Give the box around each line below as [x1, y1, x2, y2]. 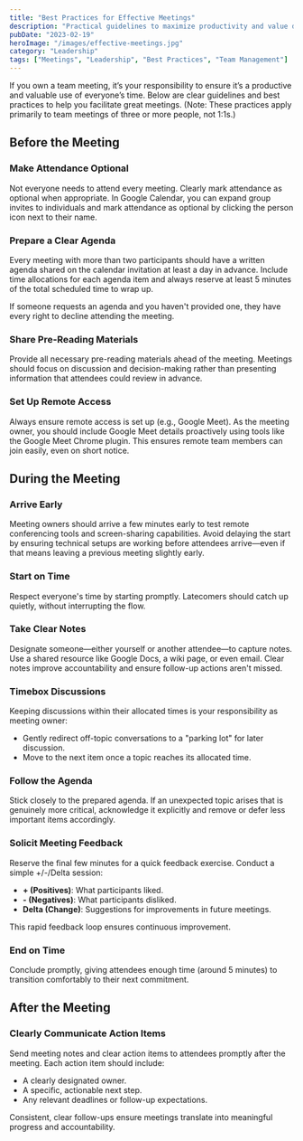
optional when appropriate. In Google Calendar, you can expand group [9, 192, 271, 203]
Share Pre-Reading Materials [9, 333, 139, 345]
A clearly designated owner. [22, 1075, 127, 1086]
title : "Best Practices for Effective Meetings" [9, 13, 196, 23]
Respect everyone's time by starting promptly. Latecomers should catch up [9, 590, 289, 601]
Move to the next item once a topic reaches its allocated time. [22, 752, 252, 763]
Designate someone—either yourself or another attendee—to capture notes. [9, 643, 293, 654]
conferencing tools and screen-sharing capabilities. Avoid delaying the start [9, 528, 291, 539]
